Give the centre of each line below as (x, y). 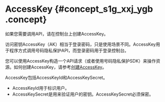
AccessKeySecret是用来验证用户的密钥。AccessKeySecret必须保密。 (83, 94)
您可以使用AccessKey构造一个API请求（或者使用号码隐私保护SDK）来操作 (81, 61)
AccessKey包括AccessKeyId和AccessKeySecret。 (56, 77)
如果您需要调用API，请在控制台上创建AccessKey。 (57, 34)
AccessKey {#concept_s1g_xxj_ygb (79, 9)
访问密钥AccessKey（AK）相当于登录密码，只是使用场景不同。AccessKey (81, 44)
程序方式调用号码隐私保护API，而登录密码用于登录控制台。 (69, 50)
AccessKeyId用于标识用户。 (41, 88)
